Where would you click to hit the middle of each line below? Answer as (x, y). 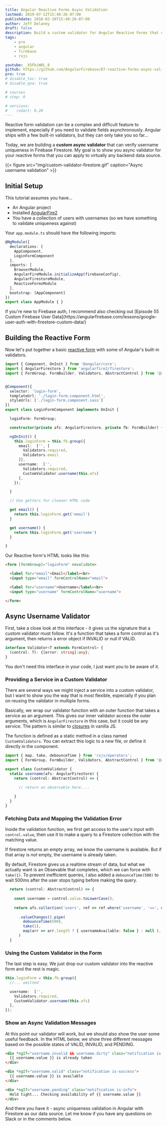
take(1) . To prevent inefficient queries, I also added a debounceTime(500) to (82, 875)
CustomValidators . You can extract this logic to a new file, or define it (76, 741)
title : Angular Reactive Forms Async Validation (56, 10)
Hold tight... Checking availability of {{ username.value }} (75, 1094)
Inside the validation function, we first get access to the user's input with (80, 829)
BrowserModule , (30, 270)
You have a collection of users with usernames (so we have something (85, 218)
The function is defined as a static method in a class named (66, 736)
